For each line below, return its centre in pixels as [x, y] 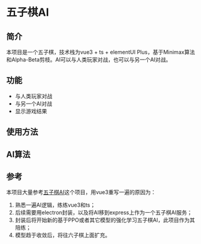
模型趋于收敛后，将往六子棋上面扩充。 [62, 235]
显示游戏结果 [31, 111]
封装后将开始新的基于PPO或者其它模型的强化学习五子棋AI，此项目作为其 [105, 220]
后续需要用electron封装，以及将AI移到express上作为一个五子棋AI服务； [104, 213]
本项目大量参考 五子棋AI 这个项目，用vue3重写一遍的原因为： [81, 192]
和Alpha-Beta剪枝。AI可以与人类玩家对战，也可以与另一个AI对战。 [89, 60]
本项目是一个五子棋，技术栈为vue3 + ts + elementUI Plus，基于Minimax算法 [101, 52]
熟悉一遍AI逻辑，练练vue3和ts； [55, 205]
